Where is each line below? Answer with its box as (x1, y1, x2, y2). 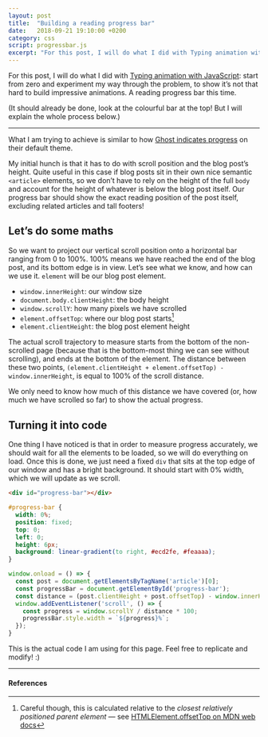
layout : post (8, 11, 52, 20)
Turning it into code (8, 418, 108, 432)
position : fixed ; (15, 518, 73, 526)
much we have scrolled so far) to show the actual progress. (8, 395, 203, 404)
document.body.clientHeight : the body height (19, 295, 169, 305)
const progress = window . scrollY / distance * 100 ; (22, 607, 198, 615)
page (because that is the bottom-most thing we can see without (36, 345, 250, 356)
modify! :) (8, 652, 40, 662)
